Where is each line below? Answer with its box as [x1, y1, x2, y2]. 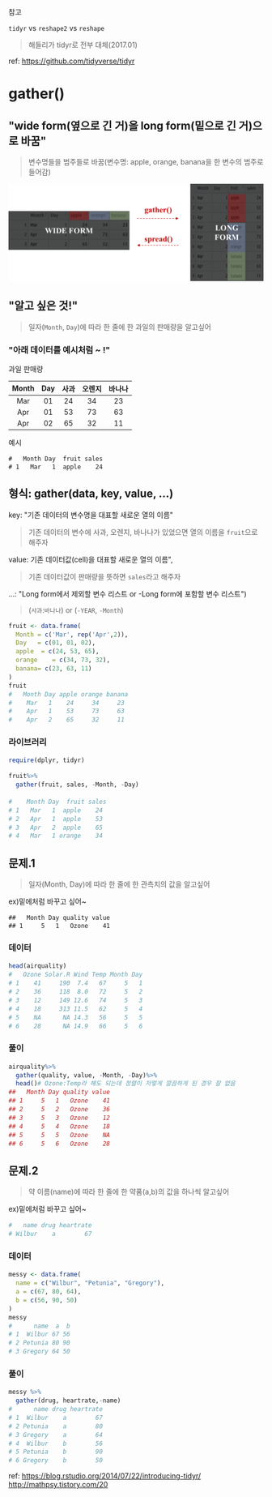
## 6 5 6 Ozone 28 [8, 1140, 111, 1148]
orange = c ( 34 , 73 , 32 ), [15, 656, 111, 665]
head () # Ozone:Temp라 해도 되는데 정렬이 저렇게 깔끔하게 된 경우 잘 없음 [15, 1080, 236, 1088]
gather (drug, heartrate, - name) [15, 1396, 121, 1405]
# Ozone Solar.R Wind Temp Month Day [8, 971, 143, 979]
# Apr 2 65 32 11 [8, 716, 125, 724]
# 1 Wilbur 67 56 [8, 1330, 70, 1339]
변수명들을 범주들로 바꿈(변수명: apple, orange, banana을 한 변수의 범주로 [28, 157, 264, 166]
